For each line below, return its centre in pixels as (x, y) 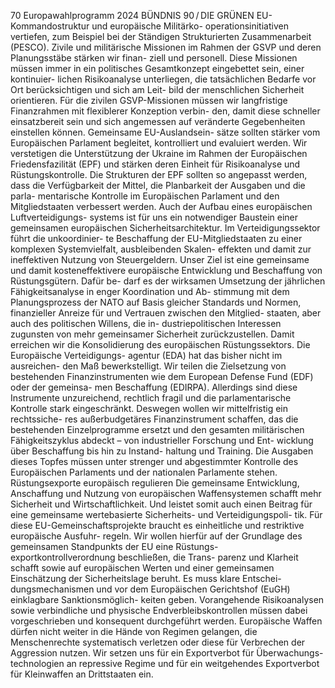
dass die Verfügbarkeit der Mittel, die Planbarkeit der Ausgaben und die (158, 185)
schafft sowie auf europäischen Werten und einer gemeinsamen (142, 568)
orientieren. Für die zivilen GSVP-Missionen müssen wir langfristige (149, 100)
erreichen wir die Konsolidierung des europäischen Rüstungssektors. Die (160, 344)
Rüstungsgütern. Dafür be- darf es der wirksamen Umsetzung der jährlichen (168, 281)
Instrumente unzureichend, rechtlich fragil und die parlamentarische (151, 398)
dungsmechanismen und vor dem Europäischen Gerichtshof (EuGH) (150, 589)
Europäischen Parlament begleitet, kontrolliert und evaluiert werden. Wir (159, 143)
